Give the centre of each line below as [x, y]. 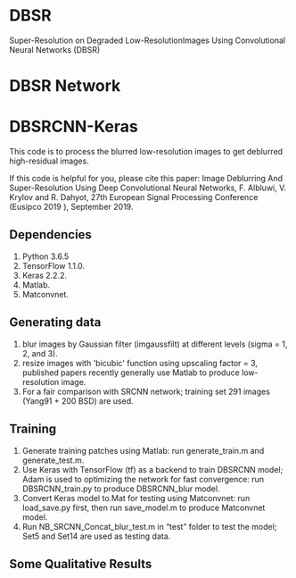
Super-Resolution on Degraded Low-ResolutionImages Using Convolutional [148, 40]
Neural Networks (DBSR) [55, 49]
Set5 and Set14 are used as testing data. [96, 536]
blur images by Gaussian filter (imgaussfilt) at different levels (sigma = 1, [155, 344]
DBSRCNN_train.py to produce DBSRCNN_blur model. [121, 489]
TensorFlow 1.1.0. [53, 265]
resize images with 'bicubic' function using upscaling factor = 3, [140, 363]
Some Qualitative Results [81, 564]
